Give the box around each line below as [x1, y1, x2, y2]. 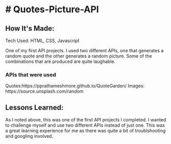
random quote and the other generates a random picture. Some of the [5, 53, 152, 59]
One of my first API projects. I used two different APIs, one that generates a [5, 48, 164, 53]
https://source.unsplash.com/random [5, 88, 84, 94]
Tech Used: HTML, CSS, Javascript [5, 37, 80, 44]
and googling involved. [5, 133, 54, 139]
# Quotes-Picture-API [5, 4, 99, 15]
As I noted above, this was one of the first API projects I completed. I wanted [5, 117, 166, 123]
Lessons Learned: [5, 103, 64, 112]
